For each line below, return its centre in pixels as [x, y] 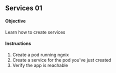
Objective [15, 21]
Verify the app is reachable [40, 65]
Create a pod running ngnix [40, 54]
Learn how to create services [35, 32]
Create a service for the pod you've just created [62, 60]
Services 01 [24, 8]
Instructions [18, 43]
